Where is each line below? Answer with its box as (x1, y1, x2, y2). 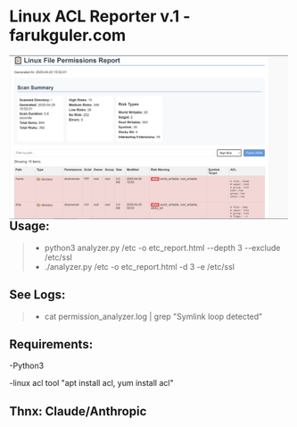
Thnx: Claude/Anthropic (9, 404, 147, 419)
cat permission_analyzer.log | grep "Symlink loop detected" (44, 311, 263, 322)
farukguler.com (9, 25, 127, 46)
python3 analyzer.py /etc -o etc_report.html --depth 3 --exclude (44, 242, 281, 253)
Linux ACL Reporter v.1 (9, 6, 180, 27)
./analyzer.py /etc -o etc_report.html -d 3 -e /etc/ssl (44, 261, 235, 272)
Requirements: (9, 337, 94, 352)
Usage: (9, 219, 51, 234)
